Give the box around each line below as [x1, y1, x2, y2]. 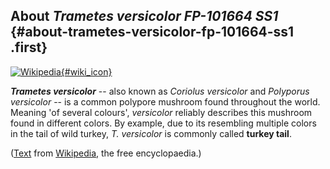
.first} [10, 39, 48, 56]
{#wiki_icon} [60, 65, 113, 78]
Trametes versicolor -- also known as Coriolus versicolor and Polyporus [10, 85, 310, 97]
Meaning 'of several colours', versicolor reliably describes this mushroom [10, 106, 313, 118]
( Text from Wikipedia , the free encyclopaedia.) [10, 147, 202, 159]
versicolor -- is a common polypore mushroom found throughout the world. [10, 95, 321, 108]
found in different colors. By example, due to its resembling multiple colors [10, 117, 317, 129]
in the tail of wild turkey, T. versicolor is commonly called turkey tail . [10, 127, 292, 139]
